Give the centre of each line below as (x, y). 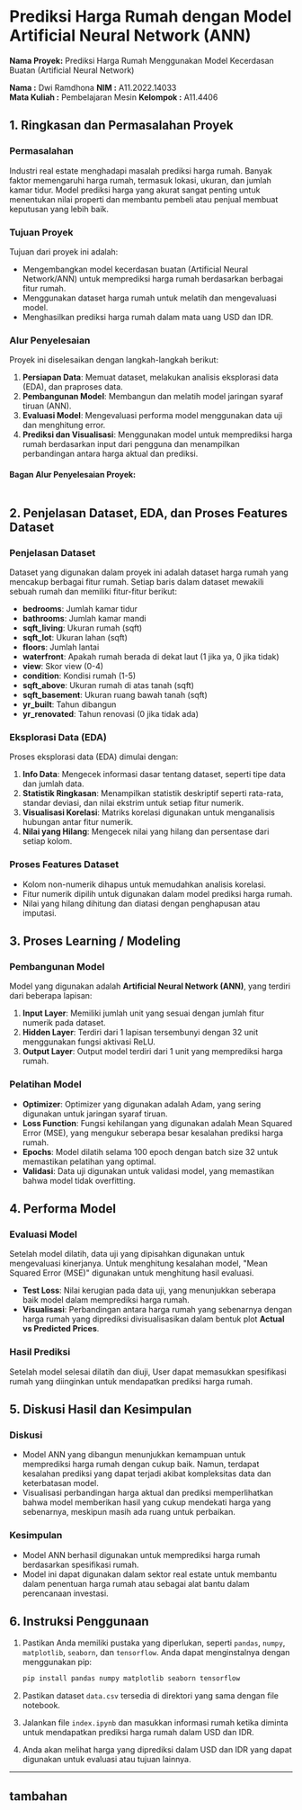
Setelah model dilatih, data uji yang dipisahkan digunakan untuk (127, 1254)
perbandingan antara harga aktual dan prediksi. (110, 454)
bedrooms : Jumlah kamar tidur (80, 609)
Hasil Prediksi (40, 1352)
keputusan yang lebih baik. (59, 209)
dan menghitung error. (64, 426)
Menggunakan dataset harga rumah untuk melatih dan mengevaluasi (149, 298)
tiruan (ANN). (47, 406)
